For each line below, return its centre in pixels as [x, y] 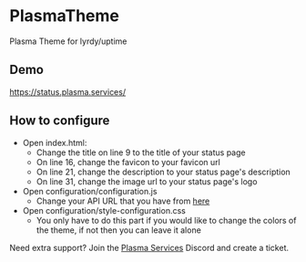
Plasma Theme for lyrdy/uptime [68, 41]
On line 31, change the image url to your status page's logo [147, 181]
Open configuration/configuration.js [90, 191]
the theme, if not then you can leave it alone [119, 230]
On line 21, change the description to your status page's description [163, 172]
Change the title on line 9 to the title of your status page [141, 152]
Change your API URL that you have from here [123, 201]
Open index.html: [55, 142]
